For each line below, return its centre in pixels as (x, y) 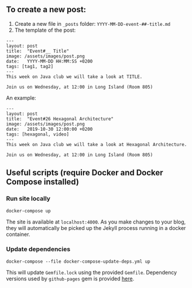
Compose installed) (42, 182)
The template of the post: (45, 30)
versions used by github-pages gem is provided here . (70, 279)
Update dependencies (38, 249)
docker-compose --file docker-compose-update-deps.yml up (78, 261)
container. (18, 234)
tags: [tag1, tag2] (30, 66)
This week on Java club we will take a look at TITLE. (74, 77)
